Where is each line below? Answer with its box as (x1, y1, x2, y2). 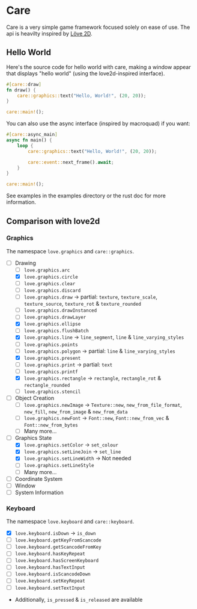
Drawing (14, 259, 36, 267)
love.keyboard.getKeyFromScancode (14, 537, 102, 543)
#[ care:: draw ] (6, 81, 42, 87)
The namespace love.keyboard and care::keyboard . (6, 518, 134, 525)
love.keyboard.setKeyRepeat (14, 578, 85, 584)
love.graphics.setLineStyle (23, 463, 94, 469)
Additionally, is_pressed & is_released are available (14, 596, 143, 603)
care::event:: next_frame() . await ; (28, 159, 114, 165)
